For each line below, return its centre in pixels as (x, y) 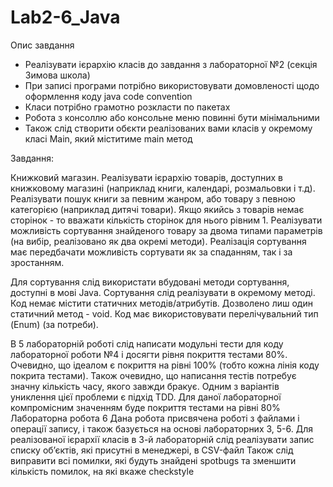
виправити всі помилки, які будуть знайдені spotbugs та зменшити (153, 460)
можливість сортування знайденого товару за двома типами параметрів (166, 230)
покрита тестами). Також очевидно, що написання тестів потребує (153, 375)
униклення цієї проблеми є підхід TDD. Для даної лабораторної (146, 397)
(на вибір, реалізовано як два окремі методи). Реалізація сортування (158, 241)
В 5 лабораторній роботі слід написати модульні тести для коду (147, 343)
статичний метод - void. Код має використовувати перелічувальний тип (164, 313)
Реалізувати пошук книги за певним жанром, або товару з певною (153, 198)
